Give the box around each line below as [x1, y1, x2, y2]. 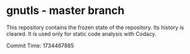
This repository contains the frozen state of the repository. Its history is [6, 24, 184, 31]
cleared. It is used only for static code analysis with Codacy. [6, 30, 157, 37]
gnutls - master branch [6, 4, 124, 18]
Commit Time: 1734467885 [6, 42, 75, 49]
